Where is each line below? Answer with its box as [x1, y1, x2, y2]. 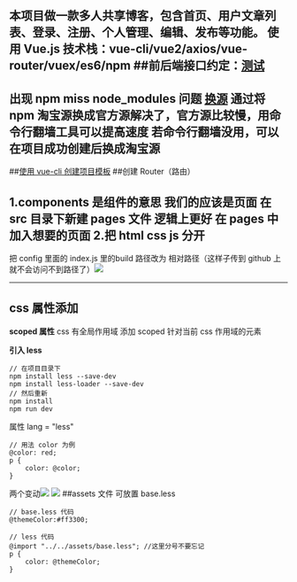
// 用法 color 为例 [9, 440, 76, 449]
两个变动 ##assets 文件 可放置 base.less [9, 488, 176, 499]
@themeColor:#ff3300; [9, 515, 89, 524]
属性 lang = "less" [9, 421, 74, 431]
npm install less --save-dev [9, 371, 117, 381]
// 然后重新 [9, 389, 49, 398]
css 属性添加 [9, 300, 79, 316]
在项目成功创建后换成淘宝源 [9, 141, 161, 156]
